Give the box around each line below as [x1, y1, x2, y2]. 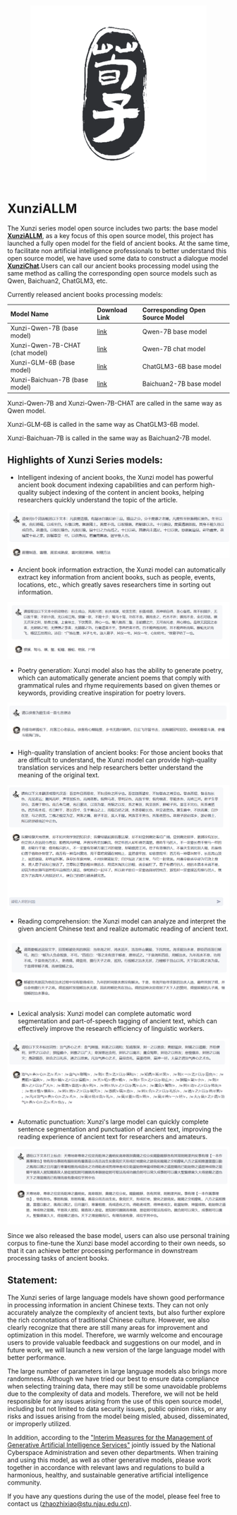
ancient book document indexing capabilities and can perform [17, 481, 199, 489]
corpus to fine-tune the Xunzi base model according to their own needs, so [7, 1239, 226, 1247]
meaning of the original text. [17, 770, 100, 779]
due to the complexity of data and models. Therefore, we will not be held [7, 1389, 219, 1398]
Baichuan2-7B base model [142, 379, 221, 388]
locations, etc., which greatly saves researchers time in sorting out [17, 581, 212, 589]
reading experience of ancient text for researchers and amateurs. [17, 1132, 208, 1140]
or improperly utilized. [7, 1419, 72, 1428]
